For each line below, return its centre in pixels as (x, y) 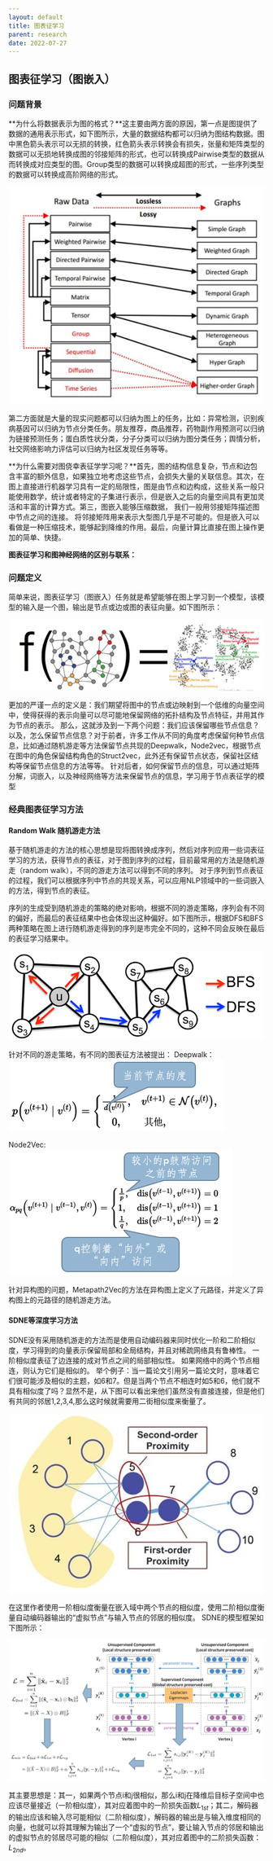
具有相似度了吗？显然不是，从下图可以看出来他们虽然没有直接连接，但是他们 (136, 1391)
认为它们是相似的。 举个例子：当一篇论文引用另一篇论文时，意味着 (141, 1370)
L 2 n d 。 (19, 1849)
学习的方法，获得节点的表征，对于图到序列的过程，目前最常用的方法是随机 (133, 860)
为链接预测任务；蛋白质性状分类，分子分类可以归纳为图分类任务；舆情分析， (136, 438)
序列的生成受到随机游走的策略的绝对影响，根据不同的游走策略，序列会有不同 (136, 908)
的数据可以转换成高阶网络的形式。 (65, 174)
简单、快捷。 (44, 537)
